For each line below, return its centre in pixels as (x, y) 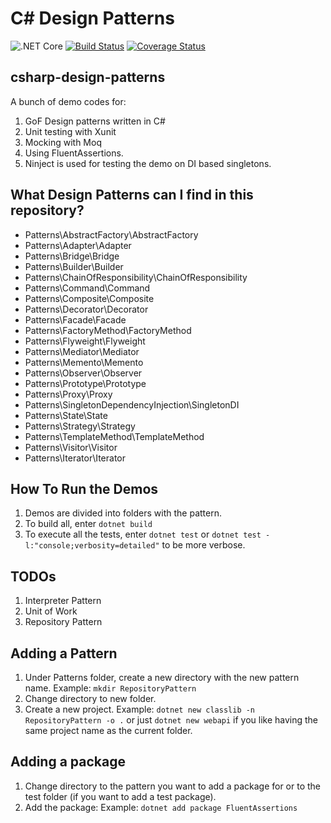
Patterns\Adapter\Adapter (78, 245)
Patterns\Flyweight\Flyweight (85, 341)
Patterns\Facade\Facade (75, 319)
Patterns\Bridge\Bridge (72, 256)
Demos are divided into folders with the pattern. (123, 513)
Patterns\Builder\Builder (74, 266)
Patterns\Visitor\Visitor (71, 447)
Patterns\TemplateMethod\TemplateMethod (114, 436)
